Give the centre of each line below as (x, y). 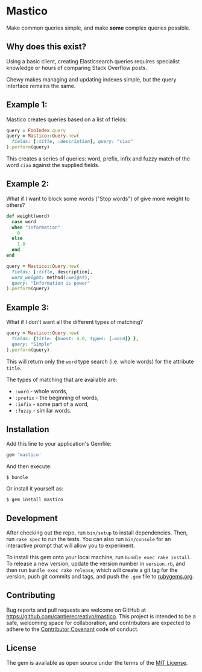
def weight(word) (28, 216)
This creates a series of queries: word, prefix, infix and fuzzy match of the (98, 159)
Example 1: (27, 105)
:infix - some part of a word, (52, 404)
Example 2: (28, 184)
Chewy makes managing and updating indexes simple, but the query (91, 79)
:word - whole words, (41, 391)
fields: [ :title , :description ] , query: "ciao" (73, 142)
